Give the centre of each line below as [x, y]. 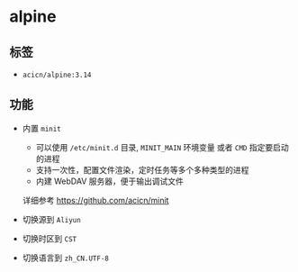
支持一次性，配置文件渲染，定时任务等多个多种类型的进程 [142, 169]
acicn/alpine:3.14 [57, 75]
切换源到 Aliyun [51, 219]
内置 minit [41, 128]
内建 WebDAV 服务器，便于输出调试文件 [110, 181]
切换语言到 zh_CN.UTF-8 [66, 258]
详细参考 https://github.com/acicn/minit [95, 200]
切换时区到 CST [50, 238]
